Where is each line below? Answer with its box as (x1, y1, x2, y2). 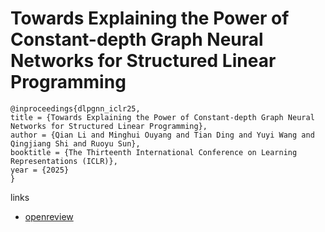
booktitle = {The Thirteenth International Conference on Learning (10, 147, 298, 157)
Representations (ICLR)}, (10, 156, 118, 166)
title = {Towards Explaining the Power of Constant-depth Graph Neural (10, 112, 315, 122)
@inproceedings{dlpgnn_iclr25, (10, 103, 141, 114)
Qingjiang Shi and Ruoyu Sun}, (10, 138, 141, 149)
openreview (24, 210, 74, 222)
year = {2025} (10, 165, 70, 175)
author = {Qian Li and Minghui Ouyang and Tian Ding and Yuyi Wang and (10, 130, 315, 140)
